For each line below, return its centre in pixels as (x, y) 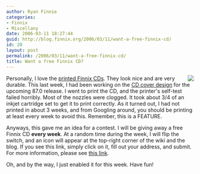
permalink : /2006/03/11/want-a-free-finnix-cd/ (66, 56)
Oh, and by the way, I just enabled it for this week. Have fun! (80, 164)
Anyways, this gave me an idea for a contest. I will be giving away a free (95, 128)
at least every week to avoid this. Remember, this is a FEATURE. (84, 116)
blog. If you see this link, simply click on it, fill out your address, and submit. (99, 147)
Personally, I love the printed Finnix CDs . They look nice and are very (91, 78)
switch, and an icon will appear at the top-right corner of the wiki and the (96, 140)
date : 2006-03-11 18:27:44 (40, 34)
